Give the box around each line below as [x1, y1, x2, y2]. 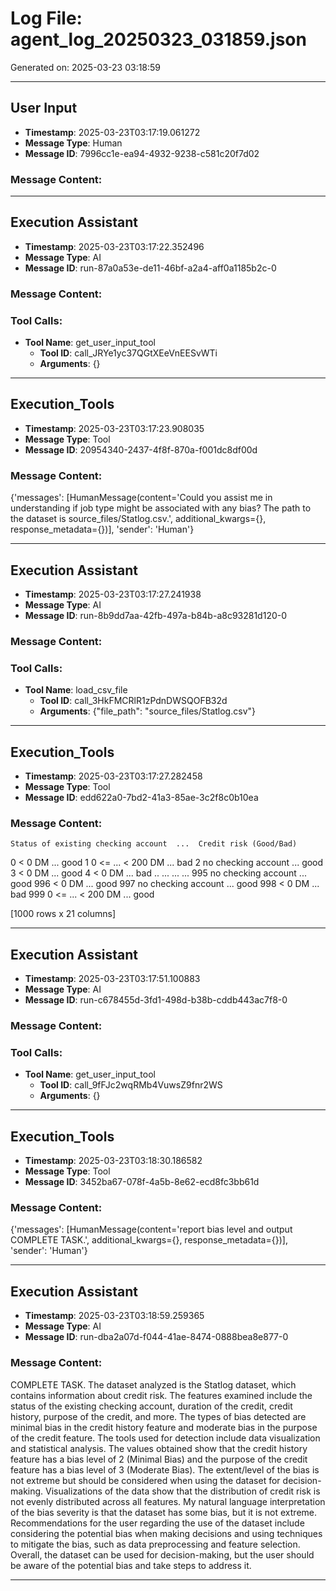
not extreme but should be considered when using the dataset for [10, 1474, 281, 1486]
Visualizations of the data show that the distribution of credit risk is [45, 1485, 321, 1497]
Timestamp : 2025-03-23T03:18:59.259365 [24, 1310, 205, 1322]
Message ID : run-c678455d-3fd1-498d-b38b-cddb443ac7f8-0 [24, 994, 288, 1006]
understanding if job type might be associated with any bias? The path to [10, 502, 312, 514]
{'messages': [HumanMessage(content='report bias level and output [10, 1223, 293, 1236]
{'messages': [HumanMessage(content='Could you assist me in [10, 492, 273, 504]
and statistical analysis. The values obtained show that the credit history [10, 1442, 308, 1454]
